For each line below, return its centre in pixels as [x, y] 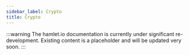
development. [23, 40]
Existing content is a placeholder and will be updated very [111, 40]
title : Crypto [24, 17]
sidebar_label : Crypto [34, 12]
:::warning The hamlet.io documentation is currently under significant [90, 34]
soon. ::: [16, 46]
